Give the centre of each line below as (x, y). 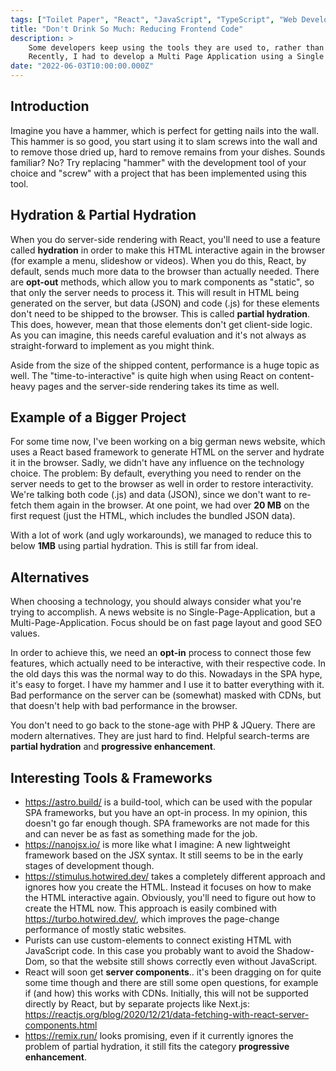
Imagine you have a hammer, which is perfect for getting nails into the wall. (165, 130)
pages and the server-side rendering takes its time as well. (158, 386)
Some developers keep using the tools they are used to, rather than (176, 47)
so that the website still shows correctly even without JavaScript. (183, 962)
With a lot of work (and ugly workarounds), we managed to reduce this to (161, 535)
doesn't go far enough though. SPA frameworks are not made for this (167, 823)
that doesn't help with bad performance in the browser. (124, 706)
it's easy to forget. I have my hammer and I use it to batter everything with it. (167, 685)
